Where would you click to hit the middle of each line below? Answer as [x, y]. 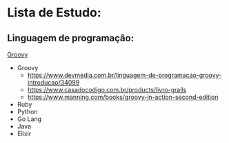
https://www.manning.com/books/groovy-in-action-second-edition [123, 97]
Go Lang [29, 119]
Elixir [24, 133]
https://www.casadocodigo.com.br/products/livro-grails [107, 90]
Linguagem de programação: [71, 38]
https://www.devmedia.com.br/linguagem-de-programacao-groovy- [125, 75]
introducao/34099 [53, 82]
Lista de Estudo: [54, 13]
